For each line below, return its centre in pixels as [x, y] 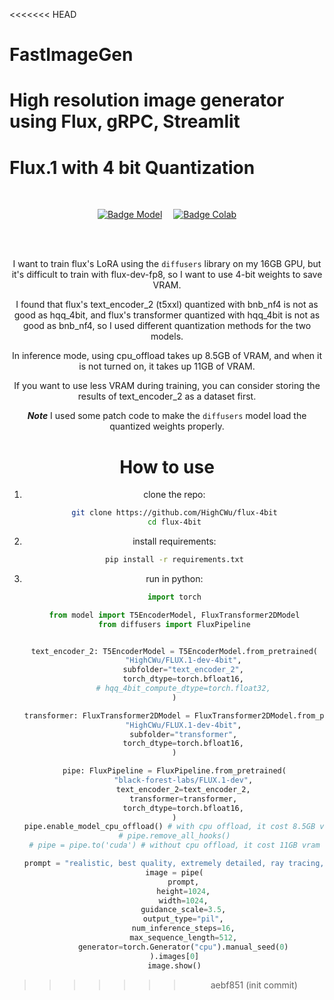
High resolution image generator [147, 100]
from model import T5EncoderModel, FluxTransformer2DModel [174, 615]
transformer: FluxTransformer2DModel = [107, 715]
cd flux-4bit [174, 522]
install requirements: [174, 541]
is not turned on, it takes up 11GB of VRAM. [167, 366]
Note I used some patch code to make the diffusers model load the [167, 416]
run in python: [174, 578]
